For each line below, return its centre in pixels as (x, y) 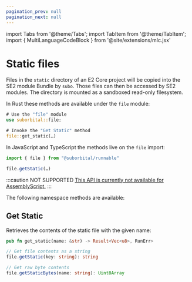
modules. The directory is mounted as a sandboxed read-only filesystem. (95, 92)
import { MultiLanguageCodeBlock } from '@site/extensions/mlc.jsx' (89, 40)
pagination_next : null (34, 17)
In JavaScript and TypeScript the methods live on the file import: (86, 147)
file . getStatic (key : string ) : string (52, 257)
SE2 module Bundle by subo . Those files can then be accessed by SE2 (91, 86)
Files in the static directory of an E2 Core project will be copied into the (93, 80)
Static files (33, 64)
